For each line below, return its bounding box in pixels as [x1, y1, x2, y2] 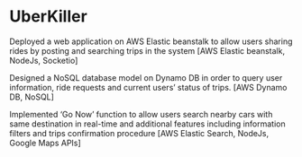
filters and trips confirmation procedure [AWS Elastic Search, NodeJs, [9, 127, 270, 138]
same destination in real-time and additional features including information [9, 118, 286, 129]
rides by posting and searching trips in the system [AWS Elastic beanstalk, [9, 45, 286, 56]
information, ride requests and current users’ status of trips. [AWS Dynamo [9, 82, 288, 92]
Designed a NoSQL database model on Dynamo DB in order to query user [9, 72, 283, 83]
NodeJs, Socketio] [9, 55, 78, 65]
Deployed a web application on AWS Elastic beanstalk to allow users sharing [9, 36, 293, 47]
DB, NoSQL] [9, 92, 54, 102]
